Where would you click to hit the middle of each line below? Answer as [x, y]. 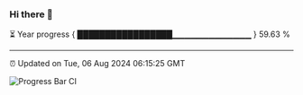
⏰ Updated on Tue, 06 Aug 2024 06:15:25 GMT [97, 64]
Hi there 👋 [32, 14]
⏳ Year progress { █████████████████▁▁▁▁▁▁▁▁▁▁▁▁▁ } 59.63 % [150, 34]
